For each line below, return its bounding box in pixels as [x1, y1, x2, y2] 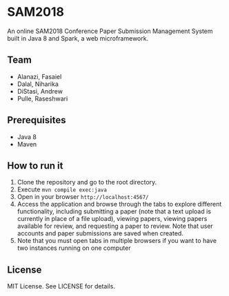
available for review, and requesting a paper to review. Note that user [17, 222, 214, 231]
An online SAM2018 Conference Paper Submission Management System [7, 27, 213, 35]
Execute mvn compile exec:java [17, 185, 107, 193]
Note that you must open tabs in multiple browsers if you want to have [17, 237, 217, 245]
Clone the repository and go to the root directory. [17, 178, 157, 187]
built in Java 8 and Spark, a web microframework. [7, 34, 149, 42]
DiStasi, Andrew [17, 87, 63, 95]
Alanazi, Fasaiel [17, 72, 62, 81]
